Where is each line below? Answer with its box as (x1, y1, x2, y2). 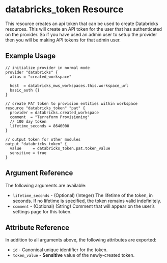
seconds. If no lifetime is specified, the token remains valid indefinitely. (12, 198, 161, 204)
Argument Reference (5, 169, 73, 178)
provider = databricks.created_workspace (10, 110, 99, 115)
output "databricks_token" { (5, 141, 67, 146)
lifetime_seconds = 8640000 (10, 123, 70, 128)
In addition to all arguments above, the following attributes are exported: (5, 237, 157, 243)
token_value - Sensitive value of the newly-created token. (12, 252, 135, 258)
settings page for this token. (12, 208, 72, 214)
